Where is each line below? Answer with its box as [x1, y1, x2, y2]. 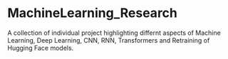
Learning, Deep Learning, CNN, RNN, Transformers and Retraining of [7, 36, 210, 44]
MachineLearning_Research [7, 5, 178, 21]
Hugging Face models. [7, 43, 74, 52]
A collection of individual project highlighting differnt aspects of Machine [7, 28, 221, 37]
